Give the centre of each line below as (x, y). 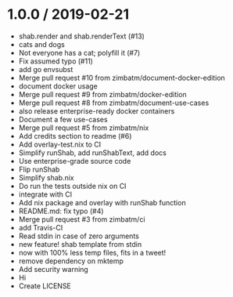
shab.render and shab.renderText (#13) (82, 36)
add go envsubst (46, 69)
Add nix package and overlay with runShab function (102, 202)
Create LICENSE (45, 286)
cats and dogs (42, 44)
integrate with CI (45, 194)
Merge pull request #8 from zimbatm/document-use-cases (114, 103)
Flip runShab (39, 169)
